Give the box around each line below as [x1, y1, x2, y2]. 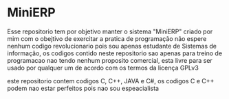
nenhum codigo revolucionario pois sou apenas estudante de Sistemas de [7, 42, 217, 50]
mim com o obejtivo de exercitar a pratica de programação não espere [7, 34, 207, 42]
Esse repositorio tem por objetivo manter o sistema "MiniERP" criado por [7, 27, 213, 36]
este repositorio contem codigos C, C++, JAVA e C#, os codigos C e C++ [7, 76, 215, 85]
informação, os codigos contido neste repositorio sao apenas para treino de [7, 49, 222, 57]
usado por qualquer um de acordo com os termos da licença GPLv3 [7, 63, 199, 72]
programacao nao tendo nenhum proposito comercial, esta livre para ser [7, 56, 213, 64]
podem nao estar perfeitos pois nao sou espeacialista [7, 84, 160, 92]
